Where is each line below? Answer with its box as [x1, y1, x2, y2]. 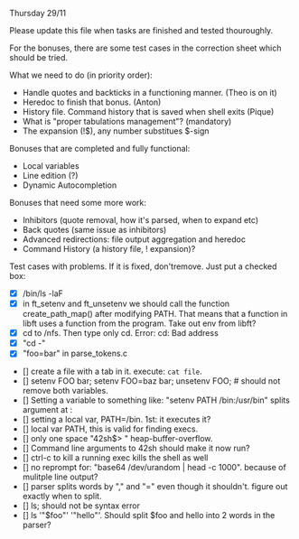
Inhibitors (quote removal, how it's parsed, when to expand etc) [22, 215, 259, 225]
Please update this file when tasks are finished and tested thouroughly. [9, 25, 274, 35]
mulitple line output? [22, 471, 98, 482]
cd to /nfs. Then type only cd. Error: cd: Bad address [22, 328, 219, 339]
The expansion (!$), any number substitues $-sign [22, 125, 210, 136]
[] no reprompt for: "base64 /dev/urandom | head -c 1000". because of [22, 462, 286, 473]
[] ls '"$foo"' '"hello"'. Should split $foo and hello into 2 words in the [22, 510, 276, 521]
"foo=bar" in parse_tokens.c [22, 348, 128, 359]
